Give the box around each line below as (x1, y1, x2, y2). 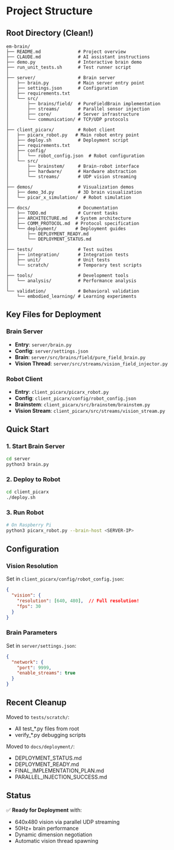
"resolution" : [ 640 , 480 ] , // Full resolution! (17, 598, 140, 604)
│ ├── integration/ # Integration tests (6, 252, 129, 258)
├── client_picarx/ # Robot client (6, 127, 116, 133)
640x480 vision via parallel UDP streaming (14, 818, 120, 825)
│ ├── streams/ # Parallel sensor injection (6, 106, 150, 112)
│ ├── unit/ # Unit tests (6, 257, 110, 263)
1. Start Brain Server (6, 442, 65, 450)
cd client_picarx (6, 489, 49, 495)
